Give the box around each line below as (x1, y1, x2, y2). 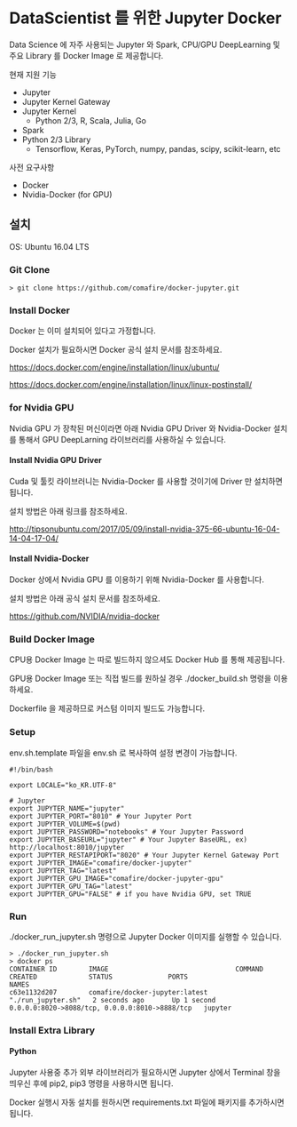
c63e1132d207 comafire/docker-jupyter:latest (9, 987, 208, 996)
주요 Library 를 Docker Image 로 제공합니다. (9, 50, 164, 60)
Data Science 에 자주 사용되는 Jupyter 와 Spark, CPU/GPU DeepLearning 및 (9, 39, 281, 50)
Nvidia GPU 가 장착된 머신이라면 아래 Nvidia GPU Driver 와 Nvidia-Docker (9, 423, 272, 434)
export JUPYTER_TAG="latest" (9, 866, 117, 875)
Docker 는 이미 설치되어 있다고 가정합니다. (9, 325, 157, 336)
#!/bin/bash (9, 765, 53, 774)
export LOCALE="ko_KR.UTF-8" (9, 780, 117, 789)
